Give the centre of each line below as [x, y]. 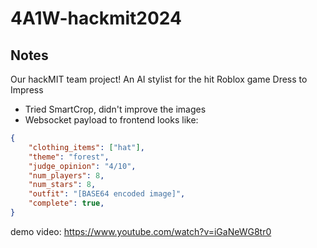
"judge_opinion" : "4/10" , [82, 166]
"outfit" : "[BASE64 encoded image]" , [107, 194]
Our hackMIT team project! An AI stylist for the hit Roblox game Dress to [159, 79]
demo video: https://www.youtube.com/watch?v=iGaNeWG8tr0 [141, 231]
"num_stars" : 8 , [62, 185]
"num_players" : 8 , [66, 175]
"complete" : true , [66, 203]
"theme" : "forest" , [69, 157]
